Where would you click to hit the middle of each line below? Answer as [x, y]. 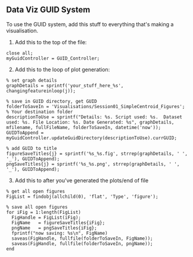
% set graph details [32, 80]
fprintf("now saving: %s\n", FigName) [60, 233]
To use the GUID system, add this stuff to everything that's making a [90, 24]
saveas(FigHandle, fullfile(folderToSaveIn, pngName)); [82, 244]
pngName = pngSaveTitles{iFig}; [54, 228]
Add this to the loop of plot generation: [62, 69]
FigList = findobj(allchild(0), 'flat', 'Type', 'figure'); [83, 197]
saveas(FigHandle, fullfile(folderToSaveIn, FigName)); [82, 238]
